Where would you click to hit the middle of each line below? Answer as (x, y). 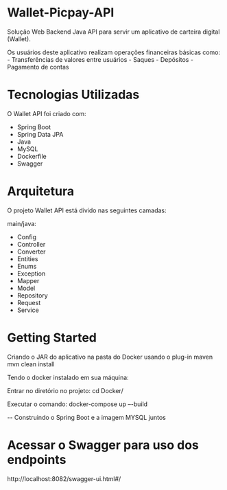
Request (29, 302)
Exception (31, 274)
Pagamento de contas (38, 67)
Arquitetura (40, 191)
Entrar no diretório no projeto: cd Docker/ (65, 390)
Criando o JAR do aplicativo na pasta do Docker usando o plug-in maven (110, 357)
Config (26, 237)
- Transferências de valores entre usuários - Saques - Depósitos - (100, 59)
